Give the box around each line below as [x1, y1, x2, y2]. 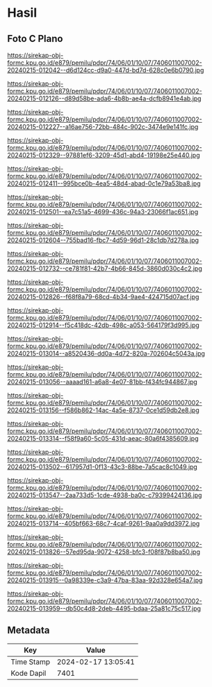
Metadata [7, 624, 50, 636]
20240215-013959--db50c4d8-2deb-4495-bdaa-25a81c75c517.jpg [7, 605, 202, 612]
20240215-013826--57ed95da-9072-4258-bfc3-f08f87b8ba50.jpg [7, 548, 200, 556]
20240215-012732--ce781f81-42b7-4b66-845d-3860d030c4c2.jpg [7, 264, 203, 273]
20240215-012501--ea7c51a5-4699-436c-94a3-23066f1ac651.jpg [7, 208, 199, 216]
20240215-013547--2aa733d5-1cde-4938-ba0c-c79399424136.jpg [7, 491, 202, 499]
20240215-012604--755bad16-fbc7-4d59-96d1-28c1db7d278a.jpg [7, 236, 199, 244]
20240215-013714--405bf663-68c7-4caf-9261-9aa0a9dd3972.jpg [7, 520, 200, 527]
